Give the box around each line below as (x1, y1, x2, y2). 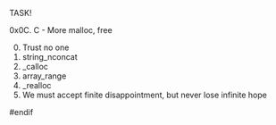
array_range (21, 71, 67, 81)
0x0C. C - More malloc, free (9, 25, 113, 35)
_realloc (21, 80, 52, 90)
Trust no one (21, 42, 70, 53)
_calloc (21, 62, 49, 71)
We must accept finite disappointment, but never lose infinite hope (21, 89, 268, 100)
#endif (9, 107, 34, 117)
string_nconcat (21, 52, 78, 62)
